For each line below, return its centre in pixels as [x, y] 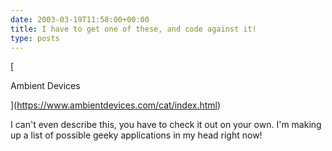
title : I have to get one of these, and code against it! [133, 29]
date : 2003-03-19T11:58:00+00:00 [80, 19]
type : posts [35, 38]
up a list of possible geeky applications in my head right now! [136, 135]
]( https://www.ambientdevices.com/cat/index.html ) [116, 105]
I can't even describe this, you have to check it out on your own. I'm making [166, 125]
